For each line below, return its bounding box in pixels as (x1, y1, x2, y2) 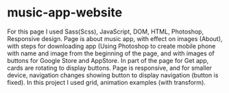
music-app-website (7, 5, 123, 21)
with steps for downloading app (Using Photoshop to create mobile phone (7, 42, 216, 50)
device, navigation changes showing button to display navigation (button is (7, 70, 219, 79)
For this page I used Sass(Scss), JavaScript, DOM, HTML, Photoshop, (7, 27, 204, 36)
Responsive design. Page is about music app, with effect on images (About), (7, 34, 223, 42)
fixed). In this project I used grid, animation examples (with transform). (7, 78, 206, 86)
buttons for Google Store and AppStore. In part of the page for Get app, (7, 56, 209, 64)
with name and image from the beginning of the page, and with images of (7, 49, 215, 57)
